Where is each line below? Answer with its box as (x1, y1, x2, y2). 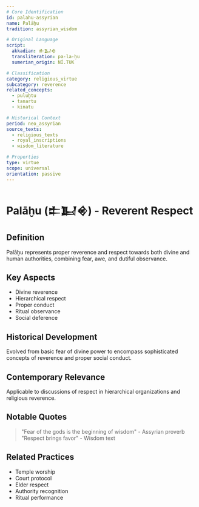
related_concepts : (6, 87, 53, 93)
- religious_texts (12, 131, 59, 138)
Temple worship (15, 468, 56, 476)
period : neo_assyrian (6, 121, 61, 127)
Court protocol (15, 474, 52, 482)
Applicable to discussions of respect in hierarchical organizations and (6, 388, 180, 395)
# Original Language (6, 37, 59, 43)
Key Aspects (6, 272, 56, 282)
